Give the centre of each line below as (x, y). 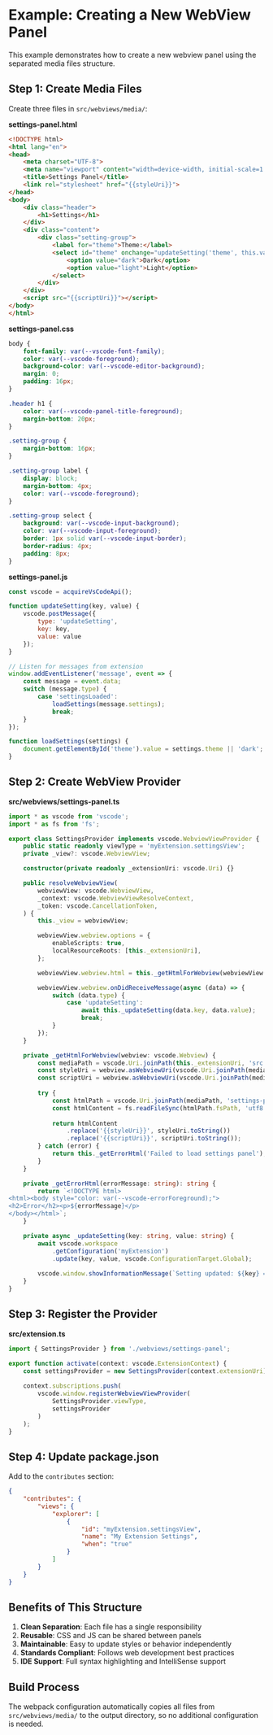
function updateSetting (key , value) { (74, 606)
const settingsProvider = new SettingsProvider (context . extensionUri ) (145, 1371)
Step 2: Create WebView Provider (95, 782)
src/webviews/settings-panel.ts (64, 801)
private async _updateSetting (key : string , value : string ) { (128, 1236)
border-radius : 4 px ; (58, 546)
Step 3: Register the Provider (83, 1314)
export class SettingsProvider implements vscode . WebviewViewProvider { (134, 839)
